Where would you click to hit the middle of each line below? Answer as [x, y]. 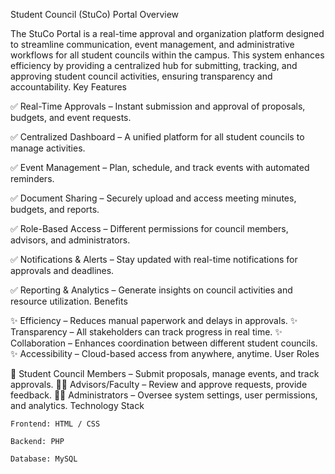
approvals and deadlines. [62, 270]
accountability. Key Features [68, 87]
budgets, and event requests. [71, 117]
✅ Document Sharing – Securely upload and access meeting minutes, [153, 198]
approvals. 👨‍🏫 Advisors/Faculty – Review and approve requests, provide [159, 384]
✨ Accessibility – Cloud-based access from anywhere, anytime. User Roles [165, 353]
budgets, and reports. [55, 209]
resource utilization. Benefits [69, 301]
